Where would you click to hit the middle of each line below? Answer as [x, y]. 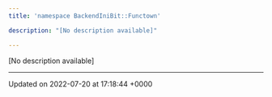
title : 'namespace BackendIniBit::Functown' [85, 16]
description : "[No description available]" [83, 30]
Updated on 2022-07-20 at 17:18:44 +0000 [81, 84]
